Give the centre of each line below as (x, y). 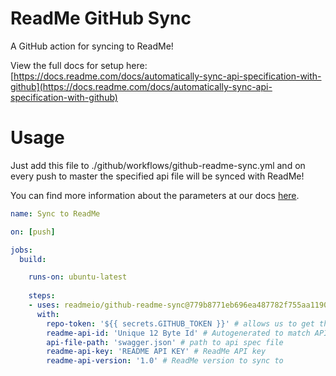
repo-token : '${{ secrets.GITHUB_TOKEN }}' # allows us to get (180, 323)
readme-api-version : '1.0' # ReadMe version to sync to (165, 361)
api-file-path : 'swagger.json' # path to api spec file (165, 342)
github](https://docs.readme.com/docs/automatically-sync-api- (141, 86)
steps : (42, 296)
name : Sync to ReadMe (55, 213)
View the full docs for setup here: (79, 65)
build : (33, 259)
